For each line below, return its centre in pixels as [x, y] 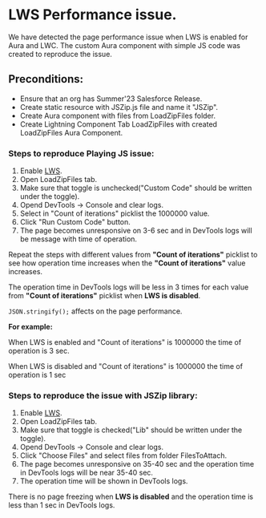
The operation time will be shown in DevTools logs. [104, 481]
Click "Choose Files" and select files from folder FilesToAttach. [123, 455]
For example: [31, 327]
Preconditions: [46, 79]
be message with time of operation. [79, 239]
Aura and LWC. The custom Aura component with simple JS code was [124, 45]
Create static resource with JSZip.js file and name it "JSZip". [119, 107]
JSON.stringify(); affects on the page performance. [95, 311]
